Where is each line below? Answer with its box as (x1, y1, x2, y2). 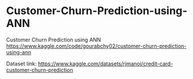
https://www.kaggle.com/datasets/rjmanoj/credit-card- (38, 60, 173, 67)
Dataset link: (6, 60, 37, 67)
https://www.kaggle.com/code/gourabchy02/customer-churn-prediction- (6, 42, 187, 50)
